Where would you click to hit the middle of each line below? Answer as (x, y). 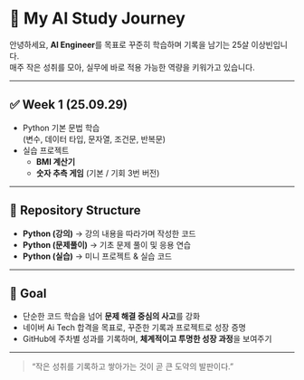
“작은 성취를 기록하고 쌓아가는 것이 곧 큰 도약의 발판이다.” (132, 366)
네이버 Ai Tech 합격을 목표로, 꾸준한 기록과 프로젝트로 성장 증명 (134, 328)
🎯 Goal (28, 293)
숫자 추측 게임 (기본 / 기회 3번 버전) (98, 173)
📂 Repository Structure (75, 210)
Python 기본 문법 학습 (61, 128)
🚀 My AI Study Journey (97, 19)
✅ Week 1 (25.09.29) (69, 104)
